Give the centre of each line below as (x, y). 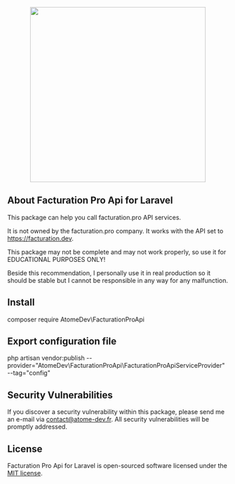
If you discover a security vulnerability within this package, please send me (116, 412)
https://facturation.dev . (40, 238)
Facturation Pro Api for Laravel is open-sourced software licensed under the (117, 466)
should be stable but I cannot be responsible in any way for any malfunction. (118, 280)
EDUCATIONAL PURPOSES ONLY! (56, 259)
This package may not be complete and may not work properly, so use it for (117, 251)
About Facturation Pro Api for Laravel (90, 201)
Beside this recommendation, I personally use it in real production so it (109, 272)
